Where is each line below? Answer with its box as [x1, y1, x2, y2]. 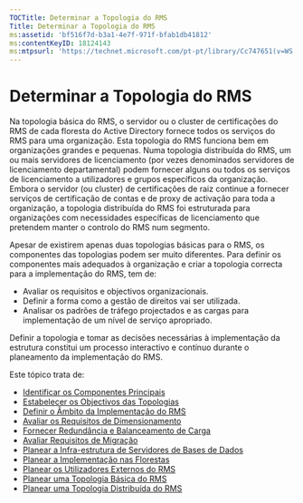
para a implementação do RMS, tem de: [9, 268, 156, 279]
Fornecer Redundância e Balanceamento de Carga [22, 425, 211, 436]
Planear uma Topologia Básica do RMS [22, 473, 167, 485]
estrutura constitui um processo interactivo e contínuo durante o [9, 342, 250, 353]
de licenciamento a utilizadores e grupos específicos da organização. [9, 174, 269, 185]
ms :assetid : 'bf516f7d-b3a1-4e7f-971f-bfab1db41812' [9, 30, 213, 39]
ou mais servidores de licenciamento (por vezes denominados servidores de [9, 155, 295, 166]
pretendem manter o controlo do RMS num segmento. [9, 222, 211, 233]
